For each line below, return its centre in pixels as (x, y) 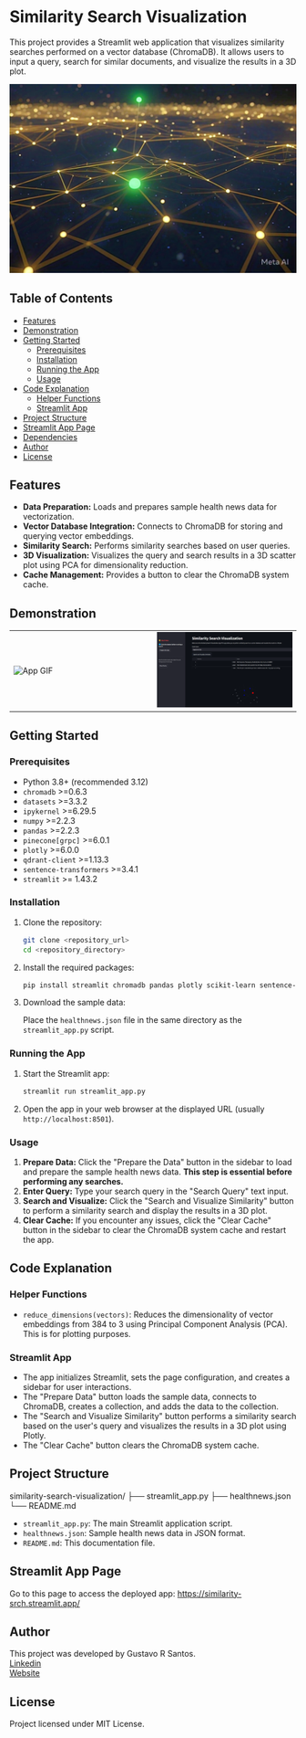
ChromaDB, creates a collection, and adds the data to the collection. (151, 1406)
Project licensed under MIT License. (77, 1724)
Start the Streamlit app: (66, 1073)
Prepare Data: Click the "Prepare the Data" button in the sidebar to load (158, 1162)
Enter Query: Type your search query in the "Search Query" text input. (155, 1191)
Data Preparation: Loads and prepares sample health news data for (150, 507)
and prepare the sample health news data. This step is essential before (158, 1172)
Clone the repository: (62, 922)
